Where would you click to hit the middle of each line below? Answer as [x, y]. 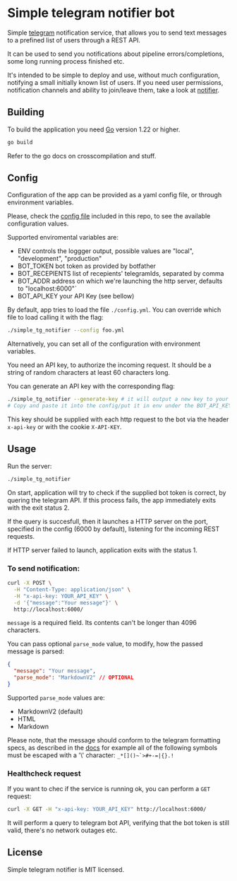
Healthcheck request [44, 774]
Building [26, 112]
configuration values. [38, 223]
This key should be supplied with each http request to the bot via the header [118, 419]
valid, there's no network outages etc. [62, 830]
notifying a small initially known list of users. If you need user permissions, [115, 82]
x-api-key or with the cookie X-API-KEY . [65, 427]
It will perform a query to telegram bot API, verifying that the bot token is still [118, 823]
